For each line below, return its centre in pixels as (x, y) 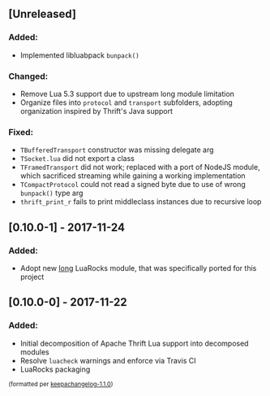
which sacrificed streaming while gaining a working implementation (133, 176)
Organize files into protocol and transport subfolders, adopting (126, 102)
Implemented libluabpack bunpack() (79, 55)
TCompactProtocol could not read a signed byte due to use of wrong (133, 185)
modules (35, 352)
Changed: (28, 76)
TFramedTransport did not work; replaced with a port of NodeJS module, (140, 168)
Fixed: (21, 132)
